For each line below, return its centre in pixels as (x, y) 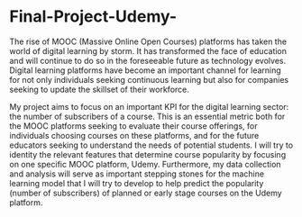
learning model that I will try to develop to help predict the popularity (137, 183)
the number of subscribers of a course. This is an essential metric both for (147, 116)
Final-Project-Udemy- (93, 17)
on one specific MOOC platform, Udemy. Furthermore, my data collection (145, 164)
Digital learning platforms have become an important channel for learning (145, 70)
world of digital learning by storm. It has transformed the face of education (148, 50)
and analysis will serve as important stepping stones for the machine (137, 174)
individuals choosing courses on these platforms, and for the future (134, 135)
